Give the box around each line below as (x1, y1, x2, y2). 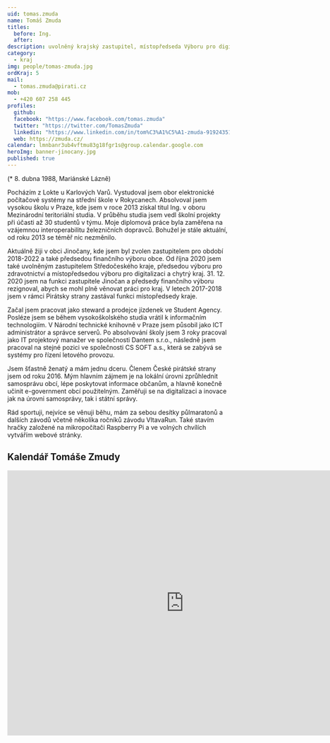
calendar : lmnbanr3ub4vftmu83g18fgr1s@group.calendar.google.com (7, 142, 203, 149)
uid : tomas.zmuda (7, 10, 59, 18)
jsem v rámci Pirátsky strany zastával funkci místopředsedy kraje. (7, 291, 197, 300)
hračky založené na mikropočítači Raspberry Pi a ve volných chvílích (7, 423, 207, 431)
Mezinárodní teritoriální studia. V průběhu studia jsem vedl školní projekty (7, 210, 221, 219)
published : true (7, 155, 55, 163)
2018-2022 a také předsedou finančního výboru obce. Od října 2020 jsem (7, 254, 221, 262)
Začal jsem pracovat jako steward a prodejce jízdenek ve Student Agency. (7, 305, 222, 314)
